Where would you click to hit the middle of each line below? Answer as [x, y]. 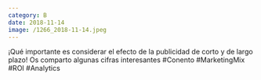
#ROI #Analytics [34, 68]
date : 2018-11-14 [36, 23]
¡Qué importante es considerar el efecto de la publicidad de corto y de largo [130, 52]
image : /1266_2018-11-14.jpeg [58, 30]
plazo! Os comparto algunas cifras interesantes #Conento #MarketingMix [127, 60]
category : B [27, 15]
